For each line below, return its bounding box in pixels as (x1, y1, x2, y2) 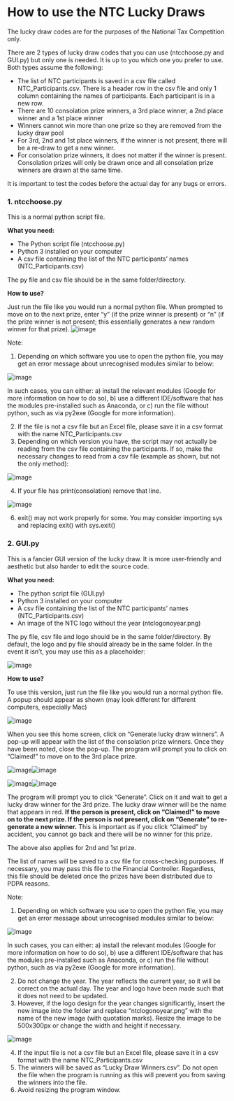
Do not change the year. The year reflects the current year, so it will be (17, 977, 221, 985)
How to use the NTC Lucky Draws (7, 4, 205, 20)
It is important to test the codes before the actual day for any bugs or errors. (7, 179, 227, 187)
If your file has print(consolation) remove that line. (17, 487, 161, 495)
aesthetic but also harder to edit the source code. (7, 562, 149, 570)
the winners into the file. (17, 1078, 87, 1086)
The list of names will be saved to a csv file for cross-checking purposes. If (7, 857, 224, 865)
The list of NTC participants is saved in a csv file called (17, 76, 176, 85)
